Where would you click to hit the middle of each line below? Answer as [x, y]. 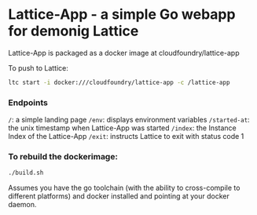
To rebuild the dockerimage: [63, 157]
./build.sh [26, 173]
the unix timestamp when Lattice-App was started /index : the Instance [123, 128]
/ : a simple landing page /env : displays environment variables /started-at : [129, 120]
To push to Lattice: [39, 67]
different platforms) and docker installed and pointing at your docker [119, 196]
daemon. [22, 205]
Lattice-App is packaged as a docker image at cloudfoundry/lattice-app [124, 53]
